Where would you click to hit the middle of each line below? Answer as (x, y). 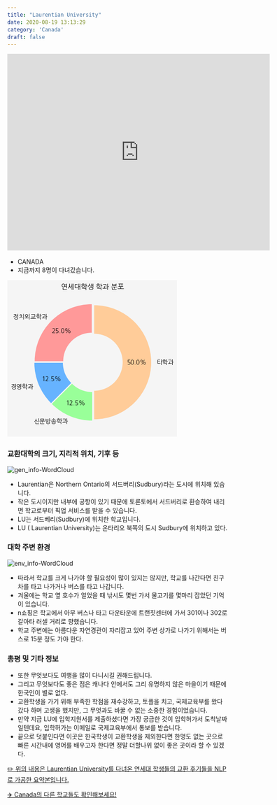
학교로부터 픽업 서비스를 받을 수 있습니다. (81, 510)
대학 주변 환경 (29, 548)
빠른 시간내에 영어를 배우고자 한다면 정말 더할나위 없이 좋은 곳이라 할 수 (114, 746)
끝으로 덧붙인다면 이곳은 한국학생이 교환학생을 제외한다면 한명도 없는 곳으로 (120, 736)
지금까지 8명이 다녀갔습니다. (56, 270)
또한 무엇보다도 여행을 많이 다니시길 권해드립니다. (85, 676)
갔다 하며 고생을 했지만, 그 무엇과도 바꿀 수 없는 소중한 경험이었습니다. (112, 711)
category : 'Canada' (36, 29)
